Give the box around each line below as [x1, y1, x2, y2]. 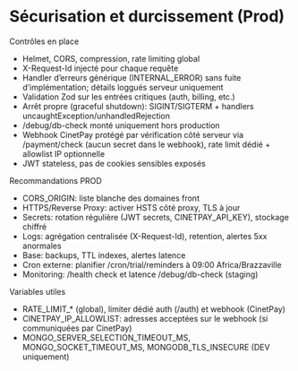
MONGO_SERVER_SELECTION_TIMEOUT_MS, [21, 332, 191, 342]
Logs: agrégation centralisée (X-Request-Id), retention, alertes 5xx [21, 230, 268, 241]
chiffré [21, 221, 47, 232]
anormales [21, 240, 62, 251]
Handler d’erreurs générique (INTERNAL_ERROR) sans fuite [21, 72, 242, 82]
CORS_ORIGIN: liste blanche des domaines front [21, 193, 200, 203]
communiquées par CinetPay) [21, 323, 132, 333]
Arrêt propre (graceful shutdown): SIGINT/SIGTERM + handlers [21, 100, 254, 111]
